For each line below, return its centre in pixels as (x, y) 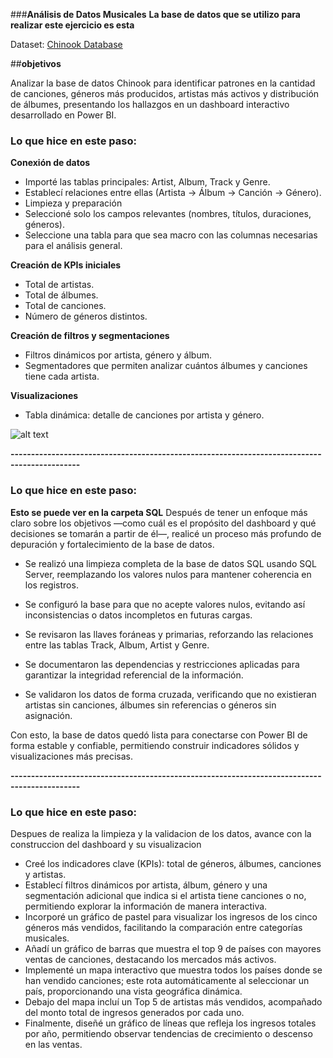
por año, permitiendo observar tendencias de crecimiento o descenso (168, 1033)
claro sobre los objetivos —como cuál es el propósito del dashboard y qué (163, 523)
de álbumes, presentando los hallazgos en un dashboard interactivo (150, 104)
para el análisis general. (73, 246)
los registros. (51, 585)
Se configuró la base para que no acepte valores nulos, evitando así (165, 604)
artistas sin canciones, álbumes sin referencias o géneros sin (150, 705)
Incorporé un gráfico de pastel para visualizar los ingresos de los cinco (171, 916)
